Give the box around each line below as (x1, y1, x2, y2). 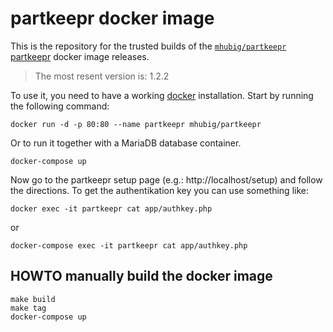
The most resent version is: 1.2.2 (34, 70, 170, 82)
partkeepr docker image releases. (10, 50, 150, 62)
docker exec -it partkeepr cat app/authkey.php (10, 203, 213, 214)
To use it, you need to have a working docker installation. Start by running (10, 89, 314, 101)
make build (10, 294, 56, 304)
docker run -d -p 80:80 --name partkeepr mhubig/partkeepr (10, 119, 262, 129)
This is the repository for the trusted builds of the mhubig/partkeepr (10, 40, 287, 52)
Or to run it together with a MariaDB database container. (10, 137, 242, 149)
